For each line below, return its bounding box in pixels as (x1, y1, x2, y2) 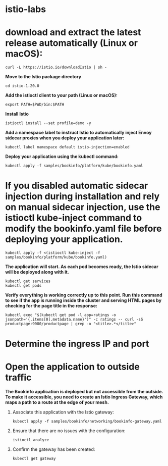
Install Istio (5, 111, 29, 117)
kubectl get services (5, 279, 51, 284)
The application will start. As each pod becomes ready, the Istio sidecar (5, 264, 159, 270)
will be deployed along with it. (5, 269, 69, 275)
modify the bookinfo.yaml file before (5, 223, 162, 234)
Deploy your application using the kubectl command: (5, 153, 119, 160)
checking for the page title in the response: (5, 303, 97, 309)
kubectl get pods (5, 283, 42, 288)
